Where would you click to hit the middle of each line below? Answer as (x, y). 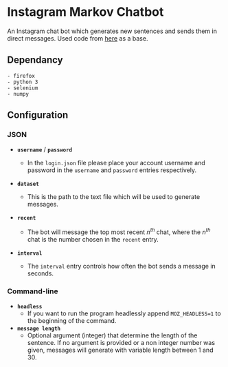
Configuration (38, 115)
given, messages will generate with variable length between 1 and (120, 350)
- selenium (23, 88)
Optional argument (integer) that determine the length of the (112, 335)
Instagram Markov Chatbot (85, 12)
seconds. (40, 273)
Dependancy (35, 60)
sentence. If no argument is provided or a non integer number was (121, 343)
